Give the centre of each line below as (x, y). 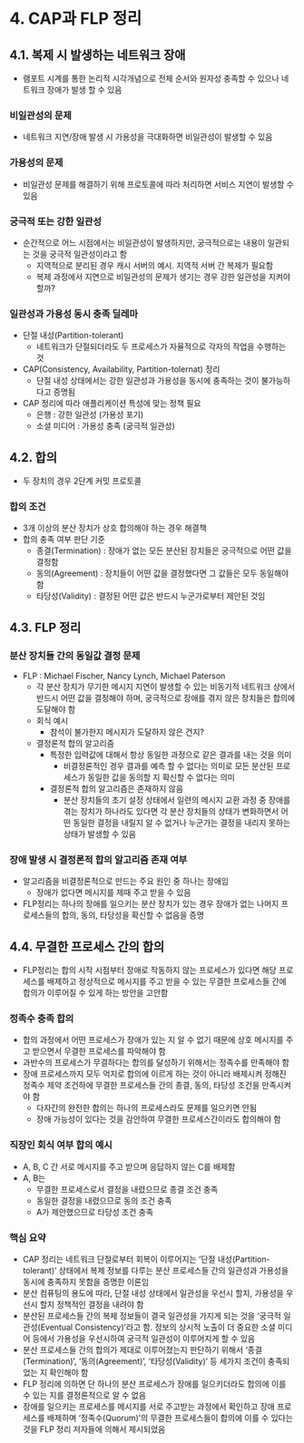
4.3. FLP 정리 (45, 627)
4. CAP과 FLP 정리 (76, 19)
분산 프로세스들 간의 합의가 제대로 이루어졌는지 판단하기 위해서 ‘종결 (142, 1350)
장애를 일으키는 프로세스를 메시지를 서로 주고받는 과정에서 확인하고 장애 (148, 1406)
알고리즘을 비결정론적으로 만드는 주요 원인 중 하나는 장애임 (126, 882)
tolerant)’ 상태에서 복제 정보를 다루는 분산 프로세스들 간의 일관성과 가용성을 (155, 1270)
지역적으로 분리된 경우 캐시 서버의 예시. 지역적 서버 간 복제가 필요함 (155, 265)
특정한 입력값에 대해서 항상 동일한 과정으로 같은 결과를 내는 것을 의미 (171, 755)
